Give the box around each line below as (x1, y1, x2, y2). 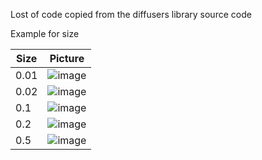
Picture (49, 52, 85, 65)
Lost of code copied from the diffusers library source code (10, 9, 252, 20)
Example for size (10, 28, 80, 39)
